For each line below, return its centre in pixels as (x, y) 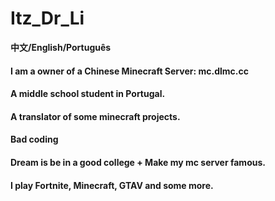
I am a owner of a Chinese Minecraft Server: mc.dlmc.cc (129, 71)
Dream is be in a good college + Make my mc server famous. (138, 162)
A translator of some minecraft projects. (95, 116)
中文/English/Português (61, 47)
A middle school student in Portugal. (88, 94)
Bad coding (34, 139)
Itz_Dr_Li (47, 18)
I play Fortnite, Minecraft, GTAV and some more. (112, 185)
